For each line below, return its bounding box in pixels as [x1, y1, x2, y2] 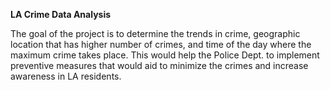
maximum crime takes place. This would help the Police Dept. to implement [10, 49, 320, 61]
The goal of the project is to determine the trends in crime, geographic [10, 28, 301, 39]
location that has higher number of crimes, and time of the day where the [10, 39, 312, 50]
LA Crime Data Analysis [10, 9, 112, 20]
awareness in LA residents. [10, 70, 122, 82]
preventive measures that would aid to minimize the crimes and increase [10, 60, 309, 71]
